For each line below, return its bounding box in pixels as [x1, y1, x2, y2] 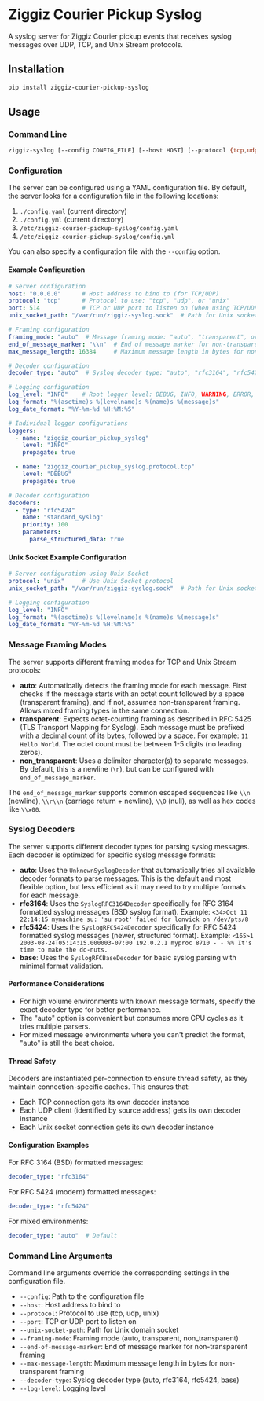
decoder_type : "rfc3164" [8, 1173, 90, 1181]
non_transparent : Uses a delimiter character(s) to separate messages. [19, 756, 249, 765]
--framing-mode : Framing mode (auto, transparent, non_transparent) [19, 1333, 240, 1343]
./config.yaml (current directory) [19, 207, 127, 216]
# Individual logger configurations [8, 419, 128, 427]
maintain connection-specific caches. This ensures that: [8, 1082, 190, 1091]
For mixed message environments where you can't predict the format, [19, 1030, 246, 1040]
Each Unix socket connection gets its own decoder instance [19, 1122, 214, 1132]
